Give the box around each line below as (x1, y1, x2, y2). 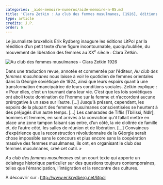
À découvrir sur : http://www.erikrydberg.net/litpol (5, 174, 106, 180)
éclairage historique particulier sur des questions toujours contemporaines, (5, 160, 156, 166)
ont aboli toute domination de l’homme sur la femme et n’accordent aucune (5, 94, 156, 100)
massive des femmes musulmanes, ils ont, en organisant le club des (5, 140, 142, 146)
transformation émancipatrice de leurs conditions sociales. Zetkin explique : (5, 83, 157, 90)
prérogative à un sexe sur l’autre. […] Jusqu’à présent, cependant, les (5, 99, 145, 105)
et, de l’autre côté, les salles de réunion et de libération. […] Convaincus (5, 124, 149, 131)
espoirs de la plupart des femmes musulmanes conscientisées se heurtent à (5, 104, 158, 110)
